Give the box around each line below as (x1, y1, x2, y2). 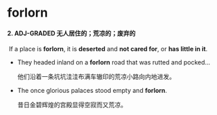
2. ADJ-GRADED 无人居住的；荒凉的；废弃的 (7, 29, 136, 37)
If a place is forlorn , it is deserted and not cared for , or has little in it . (8, 45, 208, 53)
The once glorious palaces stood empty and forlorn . (17, 87, 168, 95)
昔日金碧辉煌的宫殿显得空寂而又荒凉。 (17, 100, 127, 109)
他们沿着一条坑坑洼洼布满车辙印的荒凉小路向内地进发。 (17, 73, 175, 81)
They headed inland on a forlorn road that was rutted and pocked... (17, 58, 211, 67)
